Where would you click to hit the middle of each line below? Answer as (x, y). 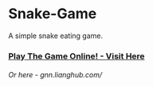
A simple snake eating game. (56, 36)
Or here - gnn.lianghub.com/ (55, 75)
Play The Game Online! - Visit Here (76, 56)
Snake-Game (53, 14)
